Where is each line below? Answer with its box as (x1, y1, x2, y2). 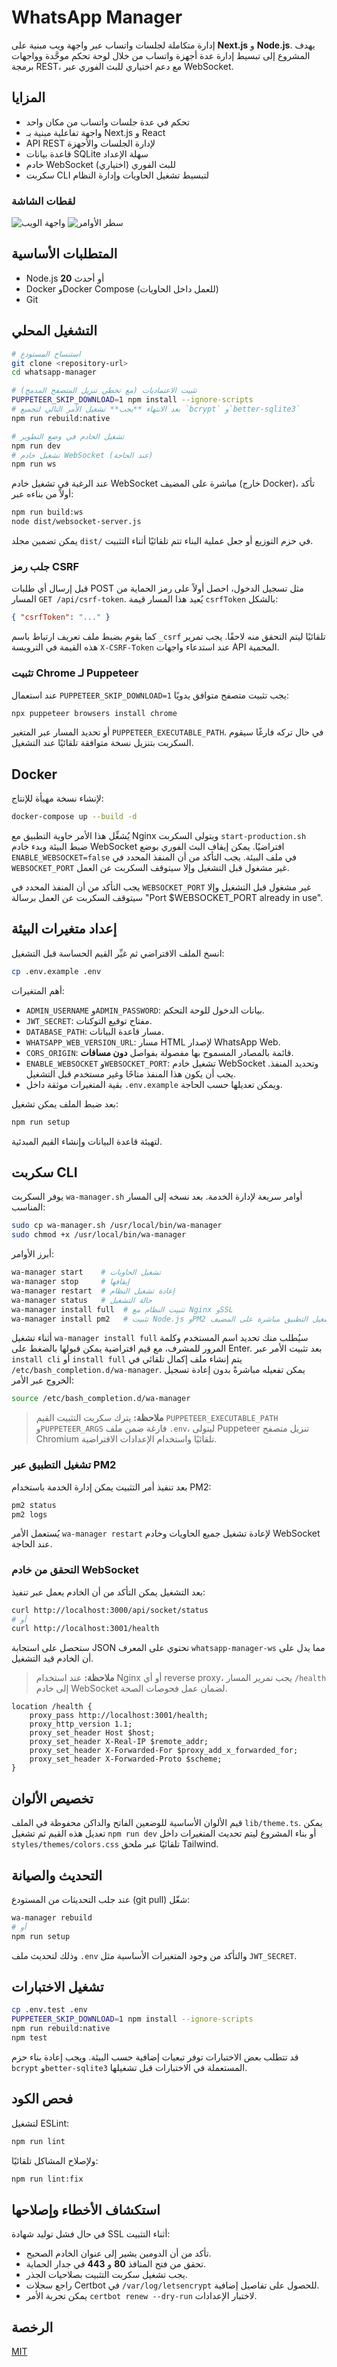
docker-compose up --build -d (11, 812, 138, 822)
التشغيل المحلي (11, 322, 98, 340)
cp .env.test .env (11, 2005, 88, 2015)
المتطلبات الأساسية (11, 246, 118, 263)
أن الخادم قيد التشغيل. (11, 1652, 94, 1665)
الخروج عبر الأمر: (11, 1374, 75, 1386)
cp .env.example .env (11, 966, 102, 976)
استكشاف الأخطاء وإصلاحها (11, 2201, 161, 2218)
